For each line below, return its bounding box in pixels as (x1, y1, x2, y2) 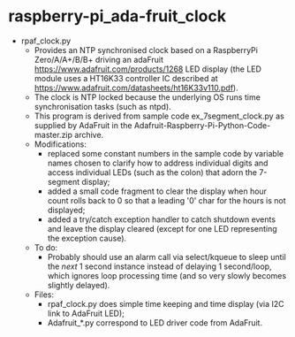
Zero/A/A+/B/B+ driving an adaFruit (34, 54, 164, 65)
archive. (73, 129, 104, 140)
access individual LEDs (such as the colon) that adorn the (47, 166, 258, 178)
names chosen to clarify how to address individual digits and (47, 157, 269, 168)
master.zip (34, 129, 72, 140)
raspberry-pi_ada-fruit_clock (8, 6, 227, 27)
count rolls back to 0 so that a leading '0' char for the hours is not (47, 195, 286, 205)
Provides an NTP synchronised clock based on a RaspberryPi (34, 44, 258, 55)
